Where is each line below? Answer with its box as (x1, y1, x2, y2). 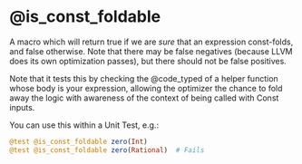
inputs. (9, 101, 35, 112)
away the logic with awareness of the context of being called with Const (9, 92, 279, 103)
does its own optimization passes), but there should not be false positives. (9, 55, 287, 66)
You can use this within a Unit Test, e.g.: (9, 120, 160, 130)
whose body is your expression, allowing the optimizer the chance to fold (9, 82, 283, 93)
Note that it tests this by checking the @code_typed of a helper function (9, 72, 278, 83)
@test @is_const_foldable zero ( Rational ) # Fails (9, 145, 205, 155)
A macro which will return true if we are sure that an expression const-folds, (9, 36, 294, 47)
